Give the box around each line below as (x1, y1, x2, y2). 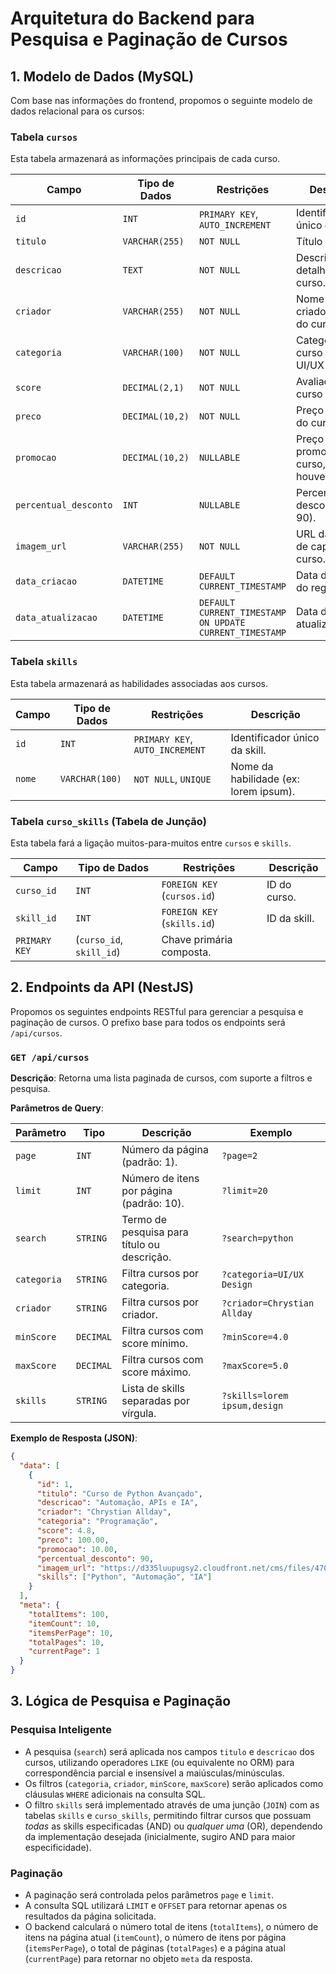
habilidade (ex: (230, 772, 300, 786)
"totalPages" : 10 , (28, 1637, 105, 1647)
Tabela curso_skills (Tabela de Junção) (10, 814, 207, 828)
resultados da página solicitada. (24, 1910, 157, 1922)
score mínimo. (121, 1337, 188, 1350)
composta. (161, 945, 212, 959)
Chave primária (161, 932, 233, 946)
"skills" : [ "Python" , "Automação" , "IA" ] (36, 1572, 213, 1582)
